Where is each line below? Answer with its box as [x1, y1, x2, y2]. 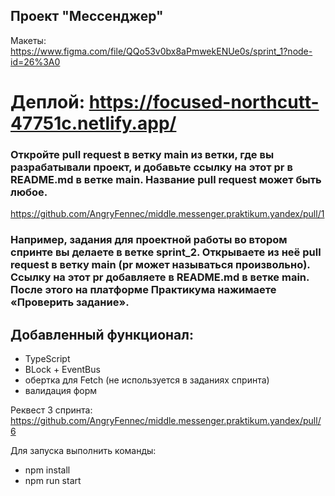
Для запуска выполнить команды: [10, 445, 157, 457]
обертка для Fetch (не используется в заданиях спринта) [24, 374, 270, 386]
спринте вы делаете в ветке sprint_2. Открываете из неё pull [10, 245, 322, 259]
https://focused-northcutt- [88, 91, 320, 113]
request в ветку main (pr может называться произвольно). [10, 258, 311, 272]
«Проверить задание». [10, 295, 130, 309]
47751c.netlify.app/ [10, 112, 177, 134]
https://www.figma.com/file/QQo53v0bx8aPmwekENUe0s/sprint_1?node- [10, 45, 313, 57]
